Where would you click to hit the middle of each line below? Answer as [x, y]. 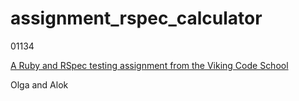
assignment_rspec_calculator [136, 18]
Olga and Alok [39, 84]
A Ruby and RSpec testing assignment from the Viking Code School [149, 65]
